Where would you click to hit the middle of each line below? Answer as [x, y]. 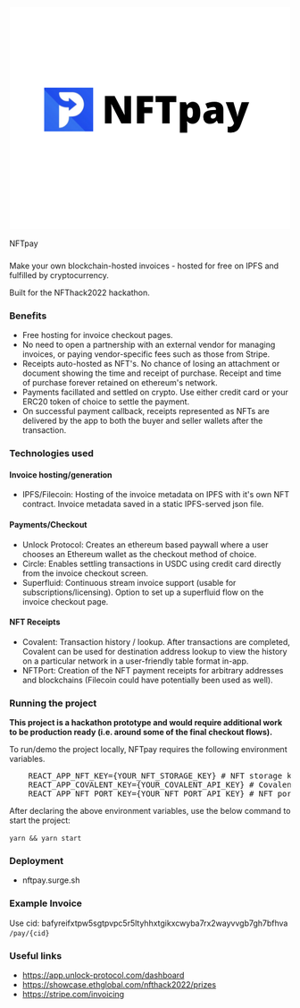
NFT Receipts [35, 622]
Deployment [37, 860]
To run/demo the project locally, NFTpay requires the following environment [148, 750]
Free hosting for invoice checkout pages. [97, 335]
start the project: [40, 820]
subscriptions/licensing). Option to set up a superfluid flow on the [143, 592]
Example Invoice [46, 903]
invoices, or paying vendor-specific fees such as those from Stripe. [146, 354]
